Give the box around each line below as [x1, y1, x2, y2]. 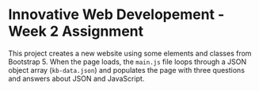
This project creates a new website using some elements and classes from [8, 48, 252, 58]
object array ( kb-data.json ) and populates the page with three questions [8, 65, 246, 74]
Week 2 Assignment [8, 22, 144, 40]
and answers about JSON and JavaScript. [8, 74, 145, 83]
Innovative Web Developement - [8, 6, 225, 24]
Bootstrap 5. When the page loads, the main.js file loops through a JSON [8, 57, 247, 66]
